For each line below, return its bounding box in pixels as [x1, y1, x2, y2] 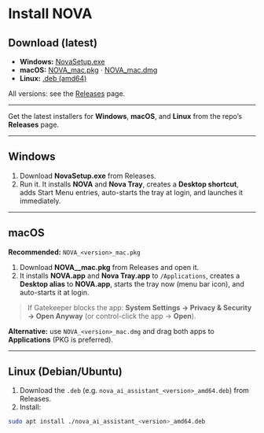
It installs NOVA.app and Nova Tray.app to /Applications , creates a [19, 271, 240, 280]
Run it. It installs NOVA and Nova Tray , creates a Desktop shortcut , [19, 179, 240, 189]
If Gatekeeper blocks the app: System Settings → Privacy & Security [27, 302, 252, 312]
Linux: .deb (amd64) [19, 74, 87, 83]
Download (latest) [8, 36, 98, 50]
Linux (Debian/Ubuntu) [8, 365, 123, 379]
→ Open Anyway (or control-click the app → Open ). [27, 311, 196, 320]
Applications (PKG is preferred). [8, 335, 114, 344]
